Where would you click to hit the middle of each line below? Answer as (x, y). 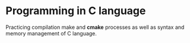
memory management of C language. (51, 33)
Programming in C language (76, 11)
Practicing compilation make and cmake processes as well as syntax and (95, 27)
